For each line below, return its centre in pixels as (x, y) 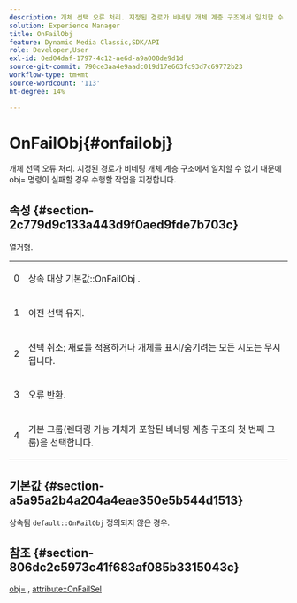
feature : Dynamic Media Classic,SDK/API (85, 42)
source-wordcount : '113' (55, 83)
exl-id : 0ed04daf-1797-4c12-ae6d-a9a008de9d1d (96, 58)
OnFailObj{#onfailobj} (91, 143)
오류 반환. (47, 395)
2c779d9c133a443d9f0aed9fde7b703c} (124, 224)
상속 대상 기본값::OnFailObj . (84, 279)
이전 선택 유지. (56, 313)
